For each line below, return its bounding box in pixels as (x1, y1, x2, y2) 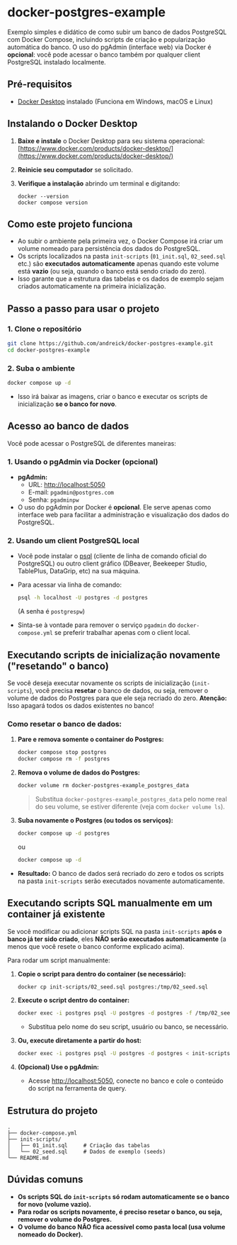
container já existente (7, 908, 105, 920)
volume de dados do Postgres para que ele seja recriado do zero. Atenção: (7, 694, 228, 702)
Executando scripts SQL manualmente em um (7, 897, 213, 909)
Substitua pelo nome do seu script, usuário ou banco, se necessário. (28, 1023, 229, 1031)
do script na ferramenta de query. (28, 1084, 127, 1093)
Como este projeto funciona (7, 218, 133, 230)
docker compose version (17, 199, 88, 206)
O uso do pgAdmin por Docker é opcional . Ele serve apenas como (17, 503, 212, 512)
